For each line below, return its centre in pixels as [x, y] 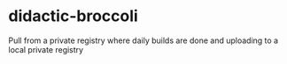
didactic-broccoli [73, 16]
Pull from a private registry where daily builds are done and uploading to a [143, 40]
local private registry [46, 49]
